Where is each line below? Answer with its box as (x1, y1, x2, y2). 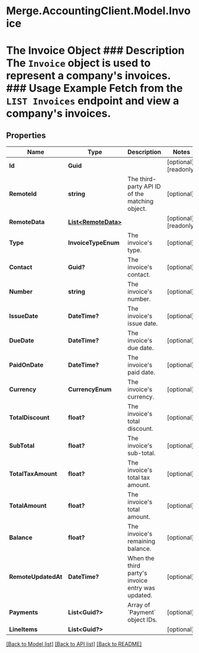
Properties (6, 130, 46, 140)
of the (127, 190, 144, 198)
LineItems (9, 625, 38, 633)
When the (127, 554, 155, 562)
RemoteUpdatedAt (9, 573, 63, 581)
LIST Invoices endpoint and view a (6, 94, 179, 108)
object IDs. (127, 616, 158, 624)
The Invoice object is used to (6, 56, 151, 70)
